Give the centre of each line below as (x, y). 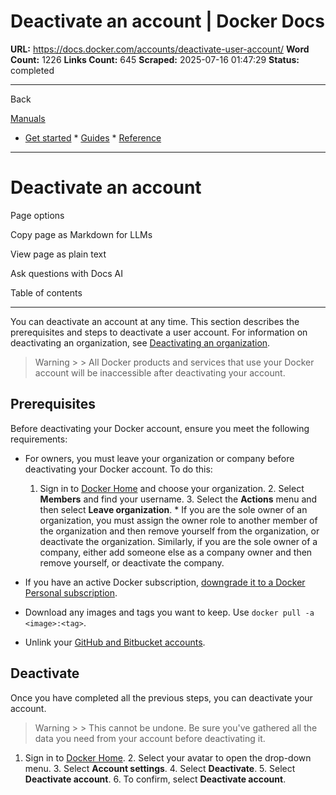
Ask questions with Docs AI (66, 273)
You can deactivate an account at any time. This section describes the (155, 321)
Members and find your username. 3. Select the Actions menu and (178, 499)
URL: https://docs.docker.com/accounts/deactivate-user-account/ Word (160, 49)
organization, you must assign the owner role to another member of (178, 520)
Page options (37, 215)
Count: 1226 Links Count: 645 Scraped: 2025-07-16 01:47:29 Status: (155, 59)
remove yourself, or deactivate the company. (132, 562)
